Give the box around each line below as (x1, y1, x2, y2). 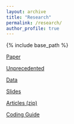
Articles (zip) (6, 100, 37, 107)
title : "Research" (6, 14, 52, 20)
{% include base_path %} (6, 42, 69, 49)
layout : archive (6, 8, 46, 15)
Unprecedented (6, 65, 44, 72)
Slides (6, 88, 21, 95)
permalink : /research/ (6, 20, 62, 26)
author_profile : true (6, 25, 60, 32)
